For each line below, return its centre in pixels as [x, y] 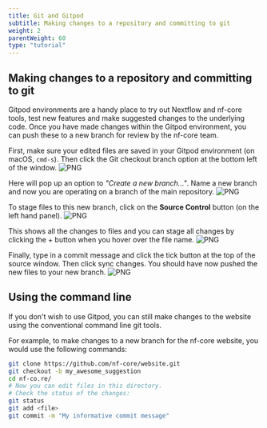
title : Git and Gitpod [46, 16]
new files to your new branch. [57, 272]
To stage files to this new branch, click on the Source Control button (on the [134, 207]
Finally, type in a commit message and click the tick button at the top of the [132, 255]
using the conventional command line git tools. [85, 325]
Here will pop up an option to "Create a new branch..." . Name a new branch [133, 183]
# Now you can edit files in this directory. [85, 386]
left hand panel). [35, 215]
